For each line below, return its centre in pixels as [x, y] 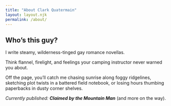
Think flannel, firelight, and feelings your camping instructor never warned [84, 62]
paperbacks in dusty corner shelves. [44, 88]
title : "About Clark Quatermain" [41, 10]
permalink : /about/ [26, 19]
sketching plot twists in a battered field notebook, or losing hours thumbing [85, 83]
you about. [17, 68]
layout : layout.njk [26, 15]
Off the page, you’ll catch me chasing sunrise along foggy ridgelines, [78, 77]
